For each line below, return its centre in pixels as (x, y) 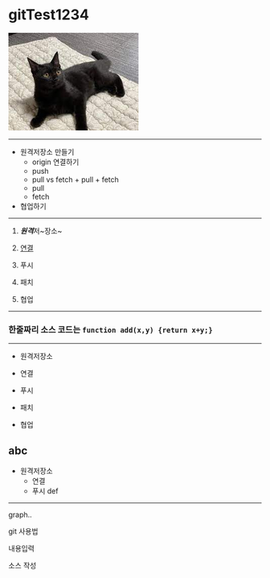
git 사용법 (23, 531)
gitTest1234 (49, 15)
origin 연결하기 (55, 162)
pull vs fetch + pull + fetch (75, 180)
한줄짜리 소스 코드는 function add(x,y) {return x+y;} (110, 329)
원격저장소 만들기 (47, 151)
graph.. (20, 515)
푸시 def (45, 491)
